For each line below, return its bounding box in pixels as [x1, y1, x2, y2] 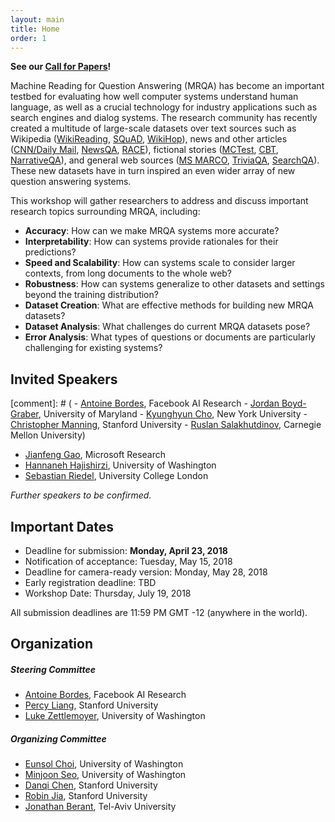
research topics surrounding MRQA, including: [10, 206, 201, 218]
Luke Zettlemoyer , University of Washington [24, 710, 206, 722]
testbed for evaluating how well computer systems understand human [10, 91, 299, 103]
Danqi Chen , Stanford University [24, 779, 158, 791]
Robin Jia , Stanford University [24, 790, 148, 802]
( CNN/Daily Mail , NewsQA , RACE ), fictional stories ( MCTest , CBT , [10, 144, 279, 156]
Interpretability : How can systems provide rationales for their [24, 236, 279, 248]
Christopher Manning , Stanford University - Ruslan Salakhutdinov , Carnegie [10, 419, 322, 431]
